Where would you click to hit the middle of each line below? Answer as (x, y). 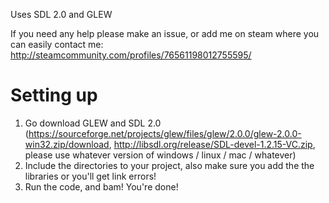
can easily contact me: (57, 44)
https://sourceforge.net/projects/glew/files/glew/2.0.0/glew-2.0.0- (165, 133)
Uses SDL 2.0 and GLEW (61, 14)
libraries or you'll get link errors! (90, 176)
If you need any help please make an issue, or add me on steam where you (165, 33)
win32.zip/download (67, 144)
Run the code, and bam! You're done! (101, 186)
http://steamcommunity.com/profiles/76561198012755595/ (131, 55)
